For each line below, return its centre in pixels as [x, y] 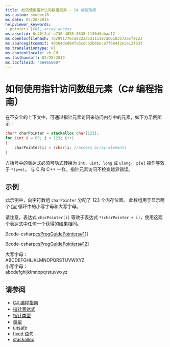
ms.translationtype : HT [31, 48]
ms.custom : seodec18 [27, 15]
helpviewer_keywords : [28, 24]
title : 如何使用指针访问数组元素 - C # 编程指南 [51, 10]
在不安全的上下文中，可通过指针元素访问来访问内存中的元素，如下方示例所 [83, 117]
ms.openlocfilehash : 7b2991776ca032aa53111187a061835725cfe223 [74, 39]
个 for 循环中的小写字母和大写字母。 [43, 207]
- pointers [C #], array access [39, 29]
